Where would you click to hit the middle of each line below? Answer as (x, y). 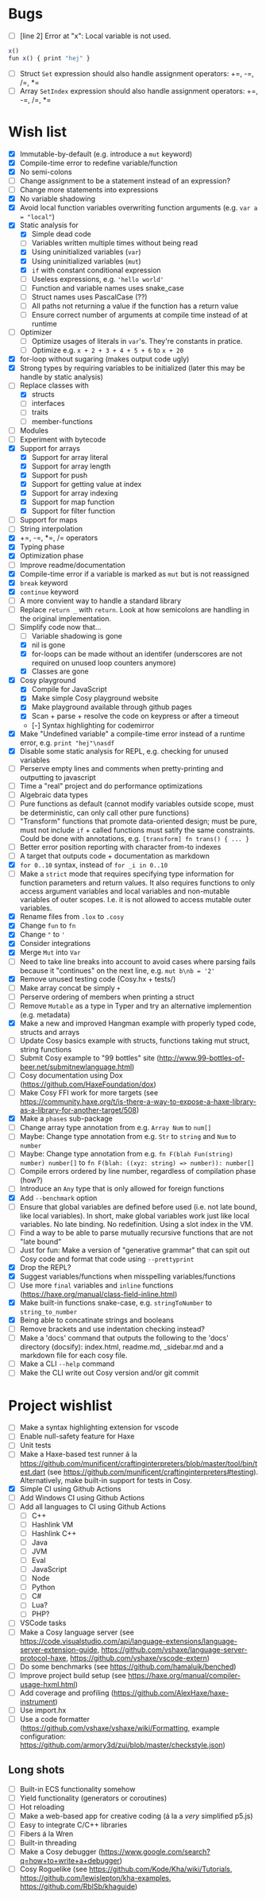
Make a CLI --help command (67, 1364)
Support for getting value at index (87, 484)
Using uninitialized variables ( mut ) (86, 261)
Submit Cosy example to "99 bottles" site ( (89, 1058)
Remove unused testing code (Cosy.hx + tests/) (98, 978)
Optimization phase (52, 556)
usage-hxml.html (47, 1684)
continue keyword (49, 592)
